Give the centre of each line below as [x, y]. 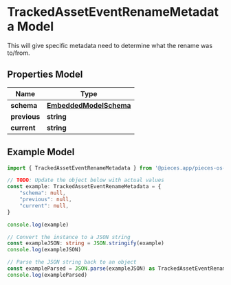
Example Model [41, 152]
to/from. [19, 53]
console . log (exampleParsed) [47, 275]
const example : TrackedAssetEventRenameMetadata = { [84, 187]
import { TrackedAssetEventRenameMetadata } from [80, 168]
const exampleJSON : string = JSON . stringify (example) [86, 243]
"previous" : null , [46, 200]
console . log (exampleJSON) [44, 250]
